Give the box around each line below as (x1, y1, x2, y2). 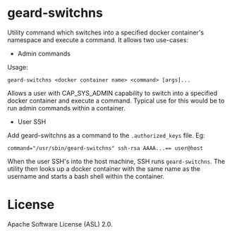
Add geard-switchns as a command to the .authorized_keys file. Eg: (7, 131, 206, 139)
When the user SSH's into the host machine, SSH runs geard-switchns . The (7, 157, 226, 165)
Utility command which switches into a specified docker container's (7, 28, 204, 37)
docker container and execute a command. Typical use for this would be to (7, 96, 225, 105)
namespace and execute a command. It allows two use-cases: (7, 35, 189, 44)
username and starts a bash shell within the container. (7, 172, 164, 180)
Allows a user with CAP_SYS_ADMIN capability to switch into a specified (7, 89, 217, 97)
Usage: (7, 63, 28, 71)
